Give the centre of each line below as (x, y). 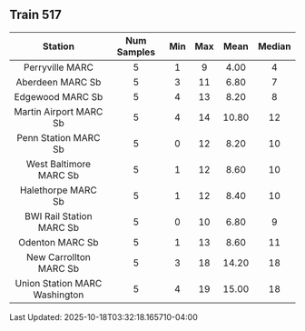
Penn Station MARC (59, 137)
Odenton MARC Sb (58, 242)
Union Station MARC (59, 283)
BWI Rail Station (58, 216)
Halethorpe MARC (59, 190)
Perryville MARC (58, 67)
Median (274, 46)
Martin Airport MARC (59, 111)
